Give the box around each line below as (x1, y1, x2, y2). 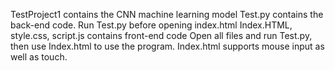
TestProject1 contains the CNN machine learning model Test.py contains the (10, 9, 324, 20)
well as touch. (10, 51, 68, 63)
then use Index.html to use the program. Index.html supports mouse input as (10, 40, 325, 52)
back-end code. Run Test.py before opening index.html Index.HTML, (10, 19, 293, 31)
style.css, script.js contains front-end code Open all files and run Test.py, (10, 30, 313, 41)
